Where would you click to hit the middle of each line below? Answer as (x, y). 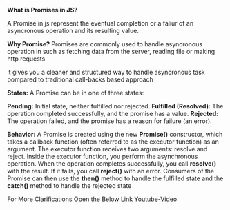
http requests (26, 59)
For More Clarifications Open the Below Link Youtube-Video (92, 199)
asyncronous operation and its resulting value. (73, 31)
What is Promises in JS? (42, 10)
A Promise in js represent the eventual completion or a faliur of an (100, 23)
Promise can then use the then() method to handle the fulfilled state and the (115, 178)
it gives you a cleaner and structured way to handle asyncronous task (106, 72)
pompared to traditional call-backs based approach (80, 79)
